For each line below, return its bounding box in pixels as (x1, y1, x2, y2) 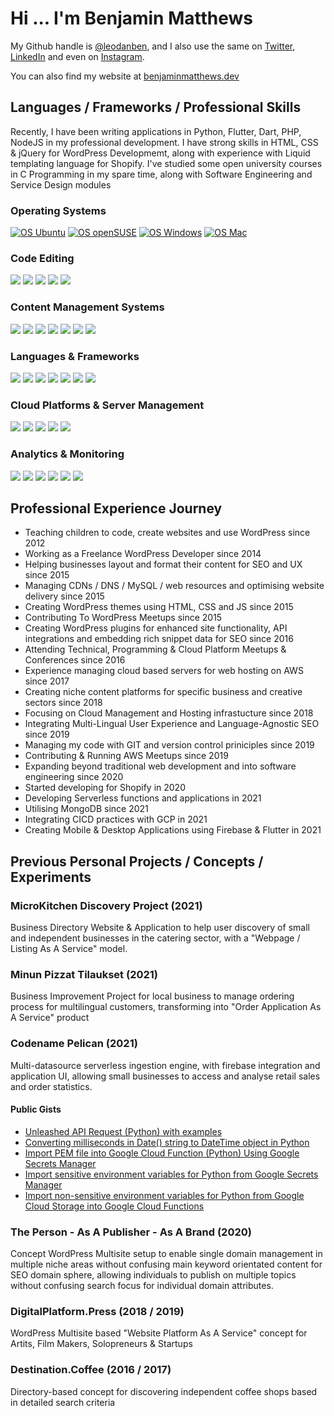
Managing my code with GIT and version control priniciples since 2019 (24, 739, 315, 751)
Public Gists (10, 1103, 62, 1116)
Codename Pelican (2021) (10, 1037, 138, 1051)
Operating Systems (10, 203, 107, 217)
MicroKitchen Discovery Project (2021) (10, 898, 203, 912)
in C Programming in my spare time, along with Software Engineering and (10, 168, 313, 180)
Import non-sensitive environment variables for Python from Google (24, 1189, 305, 1201)
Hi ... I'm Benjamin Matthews (10, 7, 254, 30)
